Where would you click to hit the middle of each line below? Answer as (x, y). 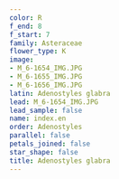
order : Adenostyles (46, 127)
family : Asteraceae (46, 43)
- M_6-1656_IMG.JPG (46, 85)
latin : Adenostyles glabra (60, 93)
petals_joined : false (50, 144)
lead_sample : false (46, 110)
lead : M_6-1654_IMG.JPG (54, 102)
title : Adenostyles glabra (60, 160)
